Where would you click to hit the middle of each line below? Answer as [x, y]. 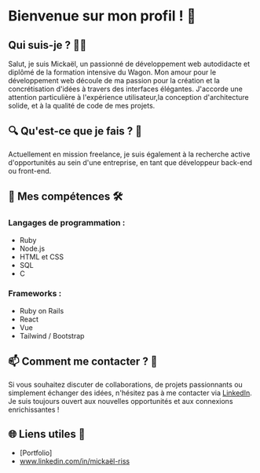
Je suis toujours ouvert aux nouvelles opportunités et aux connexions [121, 401]
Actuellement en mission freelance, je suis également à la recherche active [129, 154]
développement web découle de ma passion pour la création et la [114, 81]
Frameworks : [35, 294]
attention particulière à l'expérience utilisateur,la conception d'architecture [128, 97]
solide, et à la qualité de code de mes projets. [82, 106]
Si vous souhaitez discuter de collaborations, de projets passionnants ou [126, 384]
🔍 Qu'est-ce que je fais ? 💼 [75, 132]
